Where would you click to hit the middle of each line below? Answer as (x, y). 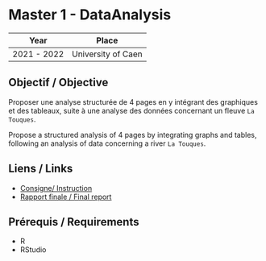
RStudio (33, 250)
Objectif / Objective (58, 83)
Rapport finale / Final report (66, 197)
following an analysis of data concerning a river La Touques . (107, 143)
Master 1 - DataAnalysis (90, 15)
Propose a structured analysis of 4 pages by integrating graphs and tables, (133, 135)
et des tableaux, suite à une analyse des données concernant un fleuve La (132, 110)
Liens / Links (41, 169)
